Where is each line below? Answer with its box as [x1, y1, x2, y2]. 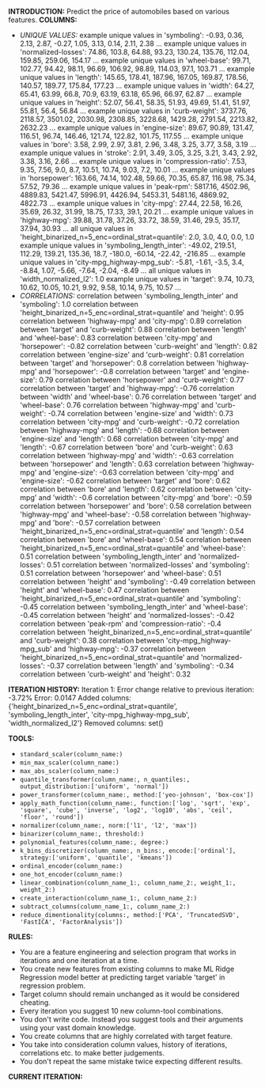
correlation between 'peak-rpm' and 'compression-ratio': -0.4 [19, 619, 221, 628]
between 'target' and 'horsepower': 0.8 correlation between [19, 358, 215, 367]
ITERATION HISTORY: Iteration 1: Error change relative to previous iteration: [8, 684, 255, 694]
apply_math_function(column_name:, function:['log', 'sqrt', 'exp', [19, 799, 251, 807]
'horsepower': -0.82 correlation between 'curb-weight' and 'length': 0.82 [19, 342, 258, 351]
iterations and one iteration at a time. [19, 956, 140, 965]
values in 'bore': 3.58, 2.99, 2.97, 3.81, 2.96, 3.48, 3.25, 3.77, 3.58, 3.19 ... [19, 140, 256, 149]
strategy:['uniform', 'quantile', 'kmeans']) [19, 854, 172, 862]
